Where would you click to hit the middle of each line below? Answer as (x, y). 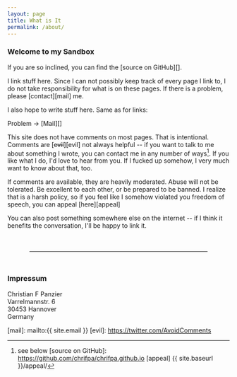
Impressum (27, 279)
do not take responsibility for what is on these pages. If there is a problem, (115, 88)
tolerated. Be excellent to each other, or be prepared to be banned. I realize (116, 190)
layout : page (26, 14)
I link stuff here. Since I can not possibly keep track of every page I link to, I (116, 81)
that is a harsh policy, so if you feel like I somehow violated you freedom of (116, 197)
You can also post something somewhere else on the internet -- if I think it (115, 218)
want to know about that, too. (50, 168)
